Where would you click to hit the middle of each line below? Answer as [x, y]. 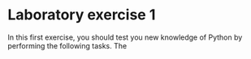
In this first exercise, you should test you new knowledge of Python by [125, 37]
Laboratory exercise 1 [82, 15]
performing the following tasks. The [67, 45]
